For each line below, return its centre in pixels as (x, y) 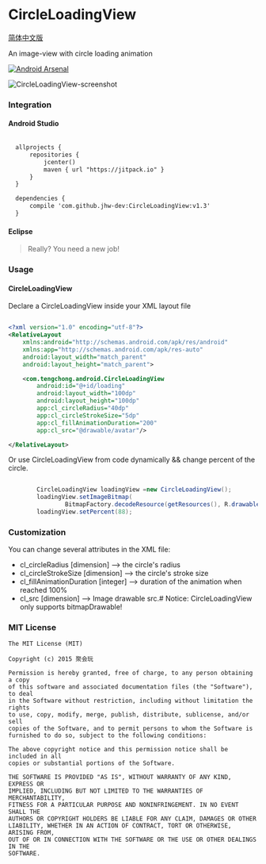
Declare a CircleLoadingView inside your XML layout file (100, 306)
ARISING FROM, (32, 833)
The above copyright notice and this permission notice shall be (118, 750)
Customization (37, 532)
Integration (30, 105)
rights (19, 708)
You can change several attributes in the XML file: (89, 550)
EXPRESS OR (26, 784)
